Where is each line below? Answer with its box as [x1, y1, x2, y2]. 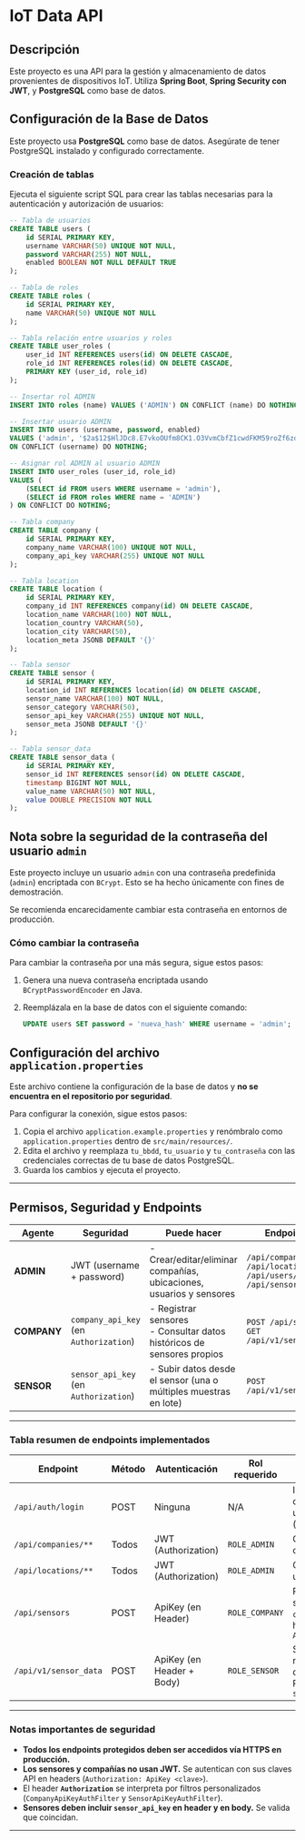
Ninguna [153, 1501, 191, 1513]
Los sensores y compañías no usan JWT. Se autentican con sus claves [22, 1763, 292, 1774]
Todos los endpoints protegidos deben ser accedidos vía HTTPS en [22, 1744, 282, 1754]
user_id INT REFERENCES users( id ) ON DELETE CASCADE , [25, 350, 233, 359]
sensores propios [149, 1348, 224, 1360]
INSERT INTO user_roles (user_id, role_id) [9, 467, 177, 476]
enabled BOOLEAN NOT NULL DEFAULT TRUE [25, 258, 177, 268]
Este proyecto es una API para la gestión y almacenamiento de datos [9, 66, 266, 76]
